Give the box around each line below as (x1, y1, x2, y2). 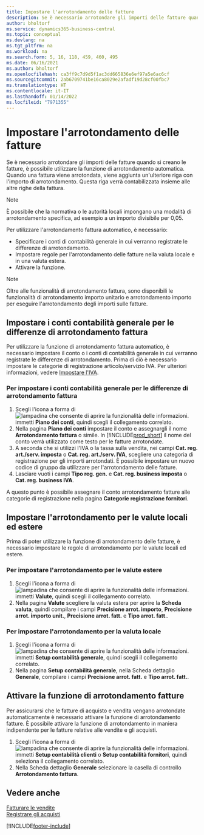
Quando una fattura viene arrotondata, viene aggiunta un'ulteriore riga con (6, 171, 193, 179)
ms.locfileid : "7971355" (6, 99, 69, 105)
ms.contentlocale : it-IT (6, 88, 69, 94)
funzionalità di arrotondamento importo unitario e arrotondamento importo (6, 293, 192, 301)
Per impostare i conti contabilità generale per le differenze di (6, 384, 188, 392)
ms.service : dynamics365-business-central (6, 26, 115, 32)
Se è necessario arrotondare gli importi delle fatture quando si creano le (6, 158, 186, 166)
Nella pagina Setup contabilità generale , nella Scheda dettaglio (15, 667, 175, 674)
